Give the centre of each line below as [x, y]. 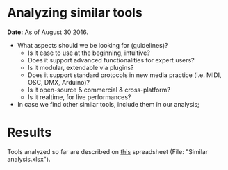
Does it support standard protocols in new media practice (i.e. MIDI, [124, 75]
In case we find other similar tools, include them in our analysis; [108, 104]
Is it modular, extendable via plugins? [81, 67]
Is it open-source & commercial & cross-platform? [99, 90]
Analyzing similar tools [75, 13]
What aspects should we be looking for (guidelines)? [92, 45]
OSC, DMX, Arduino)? [59, 82]
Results [30, 133]
